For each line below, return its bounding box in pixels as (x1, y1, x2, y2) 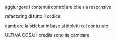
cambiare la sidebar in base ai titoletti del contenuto (5, 23, 109, 28)
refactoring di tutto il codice (5, 14, 61, 19)
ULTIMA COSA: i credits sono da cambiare (5, 32, 90, 38)
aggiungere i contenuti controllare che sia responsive (5, 4, 112, 10)
